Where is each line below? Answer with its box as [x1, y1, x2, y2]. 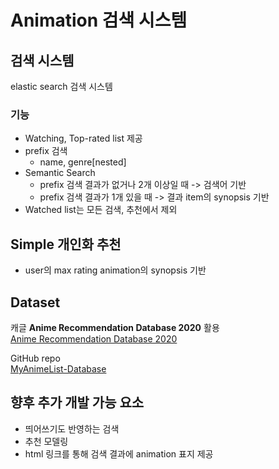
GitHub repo [10, 352, 61, 364]
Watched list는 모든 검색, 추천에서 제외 [24, 204, 178, 216]
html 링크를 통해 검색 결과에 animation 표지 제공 [24, 447, 214, 460]
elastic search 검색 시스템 [10, 81, 113, 92]
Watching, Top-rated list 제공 [24, 132, 143, 145]
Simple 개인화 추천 [10, 236, 122, 253]
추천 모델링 [24, 435, 69, 447]
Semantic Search [24, 167, 96, 179]
